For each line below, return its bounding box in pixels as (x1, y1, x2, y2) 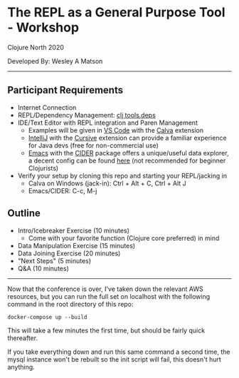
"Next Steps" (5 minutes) (17, 256, 91, 265)
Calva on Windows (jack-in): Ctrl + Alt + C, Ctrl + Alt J (28, 179, 186, 188)
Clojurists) (28, 163, 59, 172)
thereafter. (7, 333, 38, 342)
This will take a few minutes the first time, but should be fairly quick (7, 326, 205, 334)
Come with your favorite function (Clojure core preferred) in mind (28, 233, 220, 242)
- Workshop (7, 19, 80, 36)
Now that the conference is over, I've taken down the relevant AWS (7, 285, 204, 293)
